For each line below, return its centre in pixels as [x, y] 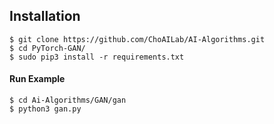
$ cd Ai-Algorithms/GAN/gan [68, 100]
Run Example [37, 79]
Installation [45, 16]
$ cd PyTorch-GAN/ [47, 48]
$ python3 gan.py [45, 109]
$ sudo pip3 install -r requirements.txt [97, 57]
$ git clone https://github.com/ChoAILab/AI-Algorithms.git [137, 39]
